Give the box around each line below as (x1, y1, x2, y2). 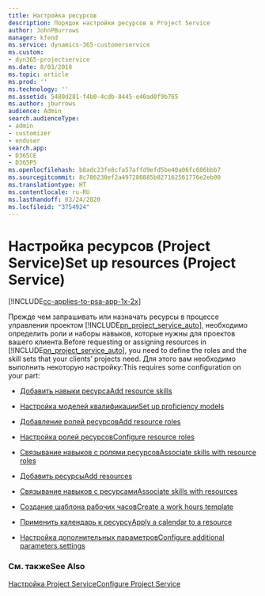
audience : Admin (8, 108, 62, 116)
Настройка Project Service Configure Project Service (8, 579, 181, 588)
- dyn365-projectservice (8, 56, 90, 64)
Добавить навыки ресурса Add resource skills (19, 386, 172, 396)
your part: (8, 371, 41, 381)
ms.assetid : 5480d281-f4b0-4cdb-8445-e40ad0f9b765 (8, 93, 179, 101)
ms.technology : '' (8, 85, 69, 93)
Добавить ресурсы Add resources (19, 472, 133, 481)
